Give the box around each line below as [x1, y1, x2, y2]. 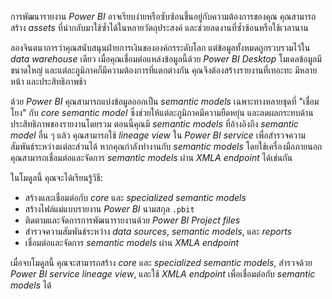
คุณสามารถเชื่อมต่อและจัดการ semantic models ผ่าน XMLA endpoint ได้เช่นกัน [10, 152, 293, 163]
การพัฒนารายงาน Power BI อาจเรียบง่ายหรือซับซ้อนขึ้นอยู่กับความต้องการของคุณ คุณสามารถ [10, 11, 317, 22]
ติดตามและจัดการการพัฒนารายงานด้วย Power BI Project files [24, 214, 241, 226]
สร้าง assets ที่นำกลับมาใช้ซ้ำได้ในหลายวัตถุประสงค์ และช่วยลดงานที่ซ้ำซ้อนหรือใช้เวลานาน [10, 22, 309, 33]
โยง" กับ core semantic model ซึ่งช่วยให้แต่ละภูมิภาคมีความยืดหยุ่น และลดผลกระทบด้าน [10, 107, 314, 118]
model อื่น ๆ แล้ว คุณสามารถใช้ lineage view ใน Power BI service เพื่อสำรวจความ [10, 129, 306, 141]
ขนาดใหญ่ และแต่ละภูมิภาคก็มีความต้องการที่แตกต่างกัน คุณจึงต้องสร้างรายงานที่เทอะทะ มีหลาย [10, 64, 318, 76]
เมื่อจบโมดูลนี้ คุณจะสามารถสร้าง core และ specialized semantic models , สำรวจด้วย [10, 257, 313, 268]
